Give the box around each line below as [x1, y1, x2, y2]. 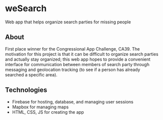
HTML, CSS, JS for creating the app [12, 109, 84, 115]
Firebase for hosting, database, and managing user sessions [12, 99, 134, 104]
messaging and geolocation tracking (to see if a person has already [5, 67, 140, 72]
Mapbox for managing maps [12, 104, 69, 110]
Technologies [5, 86, 48, 94]
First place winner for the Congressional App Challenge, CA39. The [5, 46, 140, 51]
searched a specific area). [5, 71, 57, 78]
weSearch [5, 3, 47, 14]
